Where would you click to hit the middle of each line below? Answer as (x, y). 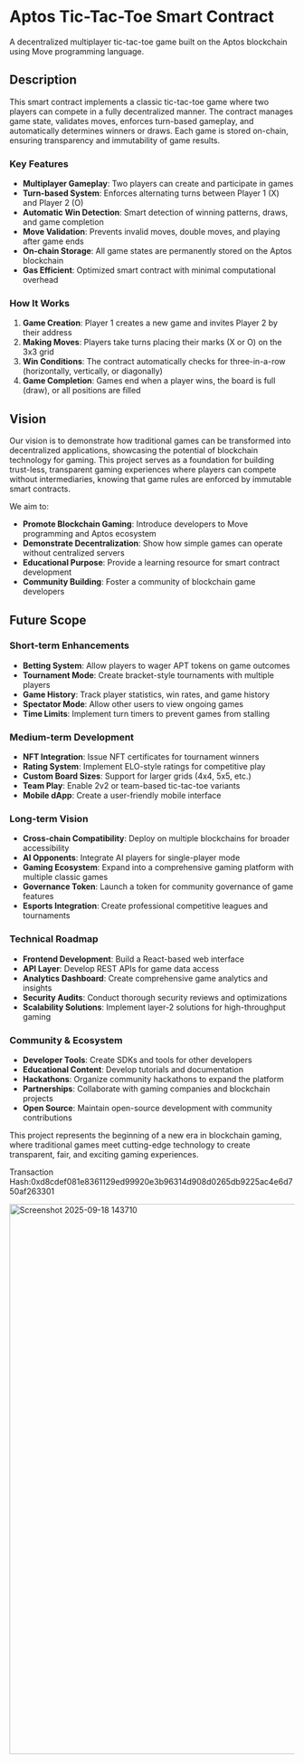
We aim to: (29, 507)
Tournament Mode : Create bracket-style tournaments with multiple (148, 675)
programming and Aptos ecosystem (89, 534)
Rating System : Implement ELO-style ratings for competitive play (144, 767)
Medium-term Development (71, 737)
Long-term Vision (49, 819)
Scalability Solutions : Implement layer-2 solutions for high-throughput (154, 1007)
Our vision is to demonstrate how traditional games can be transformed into (150, 441)
